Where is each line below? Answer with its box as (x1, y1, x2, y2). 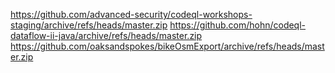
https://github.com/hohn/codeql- (169, 19, 307, 31)
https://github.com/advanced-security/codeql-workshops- (10, 9, 253, 20)
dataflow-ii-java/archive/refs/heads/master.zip (10, 30, 203, 41)
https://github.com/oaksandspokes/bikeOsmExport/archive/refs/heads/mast (10, 40, 325, 52)
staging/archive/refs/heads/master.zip (10, 19, 168, 31)
